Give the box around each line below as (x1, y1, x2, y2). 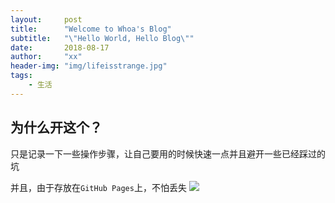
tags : (10, 71, 33, 81)
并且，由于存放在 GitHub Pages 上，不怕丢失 (10, 181, 187, 193)
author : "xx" (10, 52, 83, 62)
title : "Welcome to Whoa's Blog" (10, 24, 172, 34)
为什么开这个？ (10, 119, 103, 136)
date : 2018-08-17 (10, 42, 110, 53)
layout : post (10, 14, 83, 25)
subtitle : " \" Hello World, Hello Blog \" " (10, 33, 195, 43)
